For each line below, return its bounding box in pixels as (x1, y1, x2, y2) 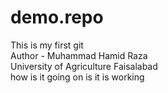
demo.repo (10, 6, 104, 29)
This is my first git (10, 39, 84, 51)
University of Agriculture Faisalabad (10, 60, 158, 72)
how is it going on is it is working (10, 71, 145, 83)
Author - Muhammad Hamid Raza (10, 49, 148, 61)
